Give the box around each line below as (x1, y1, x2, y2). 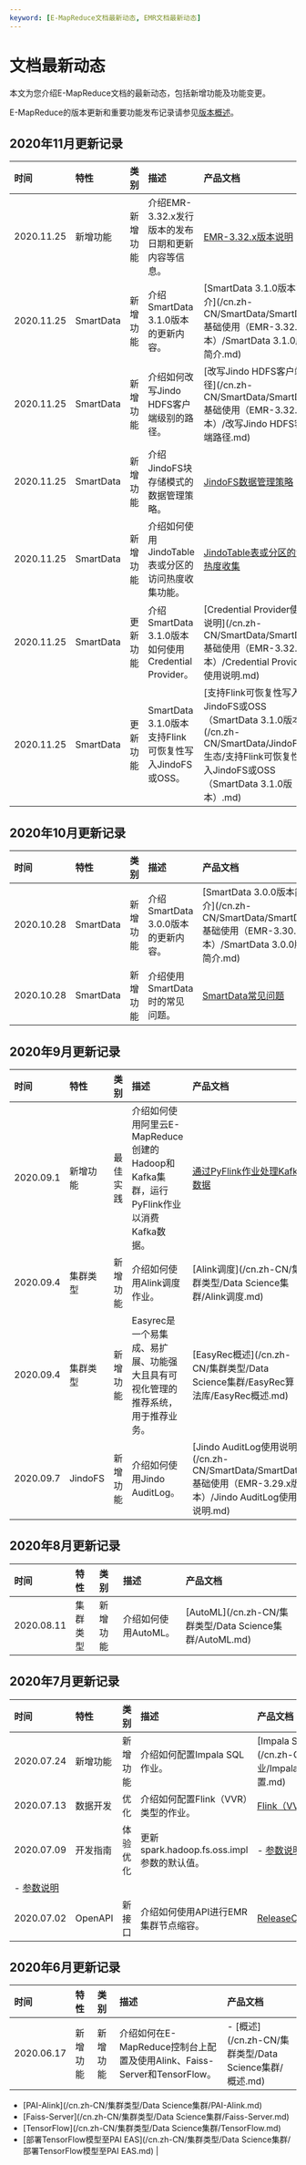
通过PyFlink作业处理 (192, 1165, 279, 1177)
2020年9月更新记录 (9, 1044, 121, 1059)
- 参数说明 (14, 1881, 59, 1894)
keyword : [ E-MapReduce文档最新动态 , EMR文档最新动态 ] (9, 13, 202, 23)
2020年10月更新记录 (9, 825, 126, 840)
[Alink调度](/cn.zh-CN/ (192, 1263, 292, 1275)
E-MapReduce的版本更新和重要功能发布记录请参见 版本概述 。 (9, 107, 239, 118)
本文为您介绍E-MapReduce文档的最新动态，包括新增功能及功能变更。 (9, 88, 270, 98)
